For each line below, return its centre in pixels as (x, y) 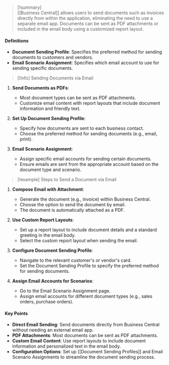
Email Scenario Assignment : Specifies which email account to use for (86, 63)
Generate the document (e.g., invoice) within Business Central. (85, 199)
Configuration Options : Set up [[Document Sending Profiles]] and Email (88, 352)
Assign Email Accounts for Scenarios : (53, 281)
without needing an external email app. (53, 330)
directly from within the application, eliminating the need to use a (85, 18)
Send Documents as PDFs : (41, 88)
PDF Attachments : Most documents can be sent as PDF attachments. (85, 335)
